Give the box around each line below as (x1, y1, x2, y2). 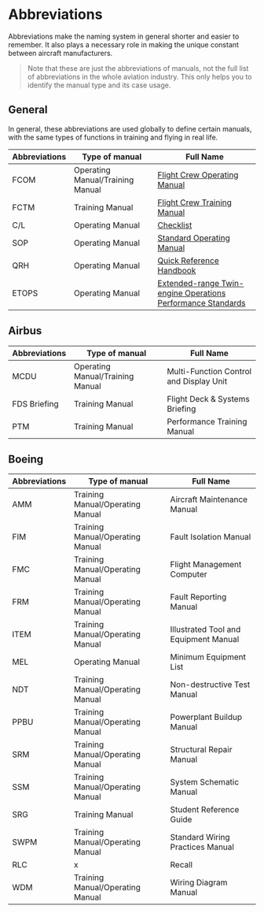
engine (157, 288, 183, 299)
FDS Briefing (12, 398, 59, 409)
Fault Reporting (170, 592, 227, 603)
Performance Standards (157, 297, 246, 308)
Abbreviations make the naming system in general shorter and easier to (8, 32, 240, 41)
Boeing (8, 452, 44, 466)
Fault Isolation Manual (170, 532, 251, 543)
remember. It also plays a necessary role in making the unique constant (8, 39, 240, 49)
